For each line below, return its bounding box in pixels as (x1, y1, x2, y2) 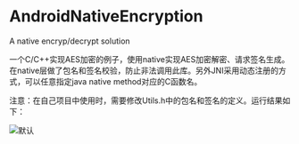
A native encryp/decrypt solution (9, 36, 131, 46)
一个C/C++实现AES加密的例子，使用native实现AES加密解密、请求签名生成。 (9, 53, 290, 64)
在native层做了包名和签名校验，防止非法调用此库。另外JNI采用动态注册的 (9, 65, 279, 76)
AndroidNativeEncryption (9, 6, 203, 27)
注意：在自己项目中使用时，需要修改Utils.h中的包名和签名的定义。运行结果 (9, 95, 283, 106)
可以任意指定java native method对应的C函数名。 (24, 76, 203, 86)
